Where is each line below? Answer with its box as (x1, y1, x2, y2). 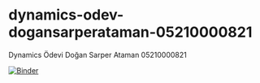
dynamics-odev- (8, 6, 124, 24)
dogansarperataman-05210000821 (8, 23, 253, 41)
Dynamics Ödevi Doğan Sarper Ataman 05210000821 (8, 50, 187, 59)
